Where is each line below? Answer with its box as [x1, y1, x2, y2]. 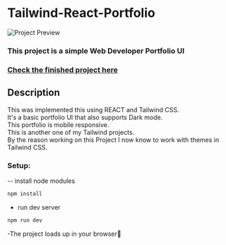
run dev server [17, 203, 61, 211]
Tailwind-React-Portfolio [7, 5, 155, 21]
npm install [7, 190, 42, 197]
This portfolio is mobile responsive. [7, 120, 109, 129]
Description [7, 87, 60, 99]
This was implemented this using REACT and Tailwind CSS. [7, 105, 179, 114]
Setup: [7, 160, 31, 170]
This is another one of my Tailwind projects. [7, 128, 135, 136]
